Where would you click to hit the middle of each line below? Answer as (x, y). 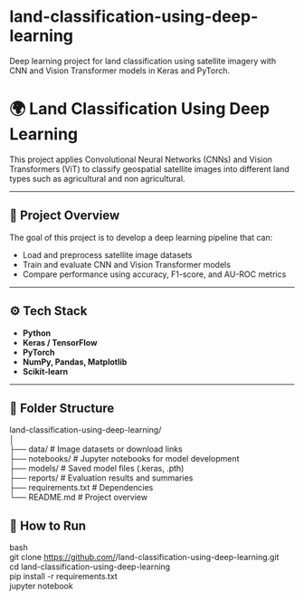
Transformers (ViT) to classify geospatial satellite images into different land (149, 168)
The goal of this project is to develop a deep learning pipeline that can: (141, 237)
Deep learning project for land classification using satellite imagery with (143, 61)
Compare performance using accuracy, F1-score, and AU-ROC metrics (154, 274)
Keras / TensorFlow (60, 342)
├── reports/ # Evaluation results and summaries (101, 478)
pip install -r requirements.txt (63, 576)
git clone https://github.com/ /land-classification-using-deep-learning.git (144, 557)
